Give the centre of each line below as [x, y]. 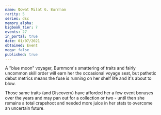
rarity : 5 [15, 14]
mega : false [17, 50]
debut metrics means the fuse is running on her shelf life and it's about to [78, 78]
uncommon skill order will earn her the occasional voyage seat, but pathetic [81, 73]
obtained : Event [21, 45]
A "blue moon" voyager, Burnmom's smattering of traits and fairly [70, 68]
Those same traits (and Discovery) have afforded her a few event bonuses [79, 93]
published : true [21, 54]
